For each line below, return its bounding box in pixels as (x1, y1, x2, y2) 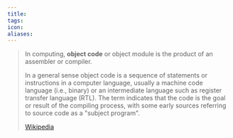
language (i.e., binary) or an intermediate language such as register (24, 86, 222, 95)
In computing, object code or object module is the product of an (24, 50, 213, 58)
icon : (7, 23, 23, 31)
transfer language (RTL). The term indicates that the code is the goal (24, 94, 226, 102)
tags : (7, 17, 23, 24)
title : (7, 10, 27, 18)
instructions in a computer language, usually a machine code (24, 79, 204, 87)
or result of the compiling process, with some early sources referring (24, 101, 227, 110)
